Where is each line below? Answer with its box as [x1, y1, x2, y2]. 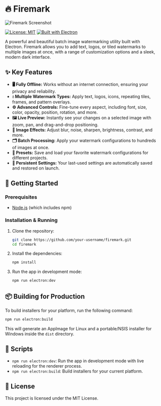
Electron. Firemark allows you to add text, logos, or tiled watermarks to [5, 44, 146, 50]
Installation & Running [5, 217, 58, 224]
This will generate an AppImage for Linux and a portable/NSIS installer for [5, 325, 152, 331]
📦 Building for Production [5, 292, 85, 301]
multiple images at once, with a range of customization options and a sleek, [5, 49, 156, 54]
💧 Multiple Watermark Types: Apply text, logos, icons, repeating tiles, [12, 93, 151, 99]
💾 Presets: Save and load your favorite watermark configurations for [12, 150, 148, 155]
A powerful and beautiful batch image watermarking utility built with [5, 38, 140, 44]
